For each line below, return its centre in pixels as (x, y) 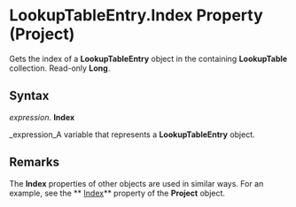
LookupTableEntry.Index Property (136, 15)
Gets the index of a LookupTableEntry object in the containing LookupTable (148, 58)
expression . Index (42, 117)
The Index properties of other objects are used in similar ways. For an (136, 183)
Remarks (35, 162)
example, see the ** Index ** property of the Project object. (117, 193)
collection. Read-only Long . (60, 68)
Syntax (29, 96)
